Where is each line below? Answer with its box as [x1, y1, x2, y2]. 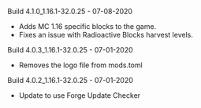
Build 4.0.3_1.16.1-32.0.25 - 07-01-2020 [7, 45, 133, 54]
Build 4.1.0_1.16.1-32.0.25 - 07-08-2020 [7, 7, 133, 16]
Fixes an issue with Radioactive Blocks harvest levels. [18, 31, 194, 39]
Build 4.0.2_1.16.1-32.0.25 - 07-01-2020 [7, 76, 133, 85]
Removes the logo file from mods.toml [18, 60, 143, 70]
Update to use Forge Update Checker [18, 91, 141, 100]
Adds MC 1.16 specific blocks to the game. [18, 22, 157, 31]
